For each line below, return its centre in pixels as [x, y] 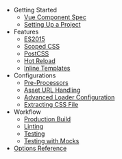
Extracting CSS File [51, 105]
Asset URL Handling [52, 90]
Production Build [47, 119]
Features [26, 32]
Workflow [27, 112]
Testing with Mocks [51, 141]
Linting [33, 126]
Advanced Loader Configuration [69, 97]
